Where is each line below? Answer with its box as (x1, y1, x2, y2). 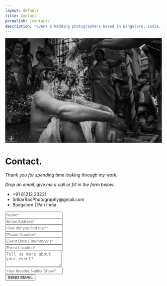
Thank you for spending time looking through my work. (5, 172, 118, 178)
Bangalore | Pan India (12, 202, 56, 208)
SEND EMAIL (7, 275, 33, 281)
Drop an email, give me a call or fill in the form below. (5, 182, 115, 188)
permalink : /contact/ (5, 18, 50, 23)
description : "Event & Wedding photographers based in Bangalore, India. (5, 24, 162, 29)
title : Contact (5, 13, 37, 18)
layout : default (5, 8, 39, 13)
